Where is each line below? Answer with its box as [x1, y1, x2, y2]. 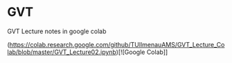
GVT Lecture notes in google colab [7, 27, 107, 35]
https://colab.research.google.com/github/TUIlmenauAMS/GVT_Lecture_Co [9, 40, 225, 48]
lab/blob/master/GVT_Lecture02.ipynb [7, 48, 116, 56]
